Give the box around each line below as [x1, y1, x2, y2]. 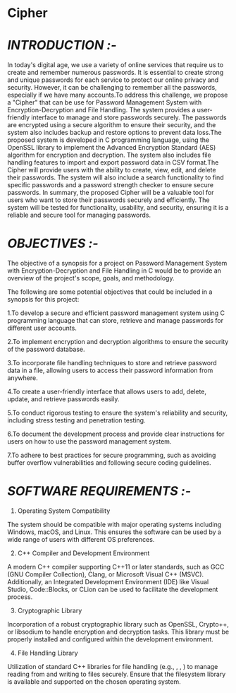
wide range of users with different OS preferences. [7, 535, 155, 543]
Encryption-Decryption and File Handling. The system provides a [7, 106, 196, 114]
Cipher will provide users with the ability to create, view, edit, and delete [7, 166, 216, 174]
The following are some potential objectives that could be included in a [7, 288, 213, 296]
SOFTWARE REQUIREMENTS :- [7, 483, 192, 499]
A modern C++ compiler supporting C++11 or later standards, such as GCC [7, 563, 225, 571]
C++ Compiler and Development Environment [17, 549, 150, 557]
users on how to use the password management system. [7, 437, 172, 446]
